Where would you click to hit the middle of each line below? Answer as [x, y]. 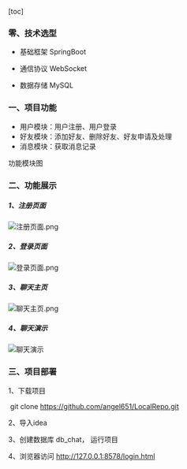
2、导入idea [28, 422]
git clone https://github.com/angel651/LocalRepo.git [94, 406]
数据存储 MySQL [46, 85]
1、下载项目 [27, 390]
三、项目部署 [33, 372]
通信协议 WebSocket [53, 69]
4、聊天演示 [28, 328]
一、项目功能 [33, 108]
